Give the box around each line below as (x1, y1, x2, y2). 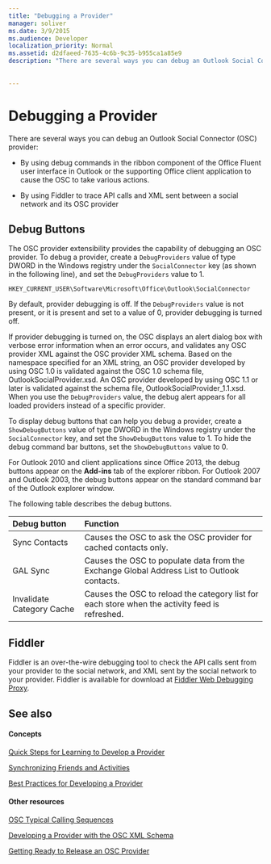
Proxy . (8, 683, 30, 693)
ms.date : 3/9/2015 (8, 27, 70, 35)
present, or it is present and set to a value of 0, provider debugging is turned (8, 308, 263, 317)
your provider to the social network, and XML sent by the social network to (8, 666, 256, 676)
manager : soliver (8, 19, 67, 27)
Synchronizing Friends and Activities (8, 762, 131, 772)
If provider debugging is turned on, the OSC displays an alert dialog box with (8, 332, 263, 342)
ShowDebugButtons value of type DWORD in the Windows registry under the (8, 425, 256, 434)
